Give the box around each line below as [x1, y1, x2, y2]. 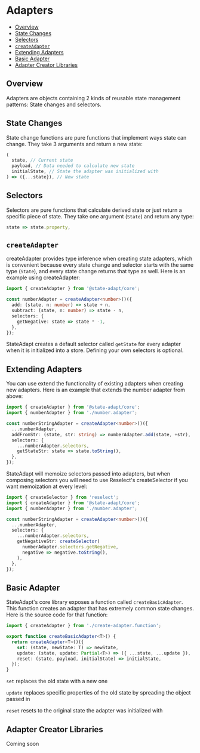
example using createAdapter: [6, 274, 81, 281]
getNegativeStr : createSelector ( [17, 538, 100, 545]
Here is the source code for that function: [6, 611, 108, 618]
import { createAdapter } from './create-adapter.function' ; [6, 623, 162, 629]
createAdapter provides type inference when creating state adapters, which [6, 255, 193, 263]
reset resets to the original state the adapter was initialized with [6, 707, 163, 714]
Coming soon [6, 740, 39, 747]
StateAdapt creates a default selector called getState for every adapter [6, 341, 181, 348]
